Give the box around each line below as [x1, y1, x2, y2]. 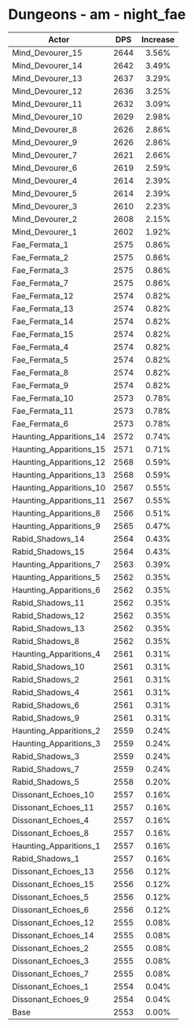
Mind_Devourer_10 [12, 111, 82, 122]
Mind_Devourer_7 [12, 150, 78, 161]
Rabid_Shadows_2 [12, 674, 80, 685]
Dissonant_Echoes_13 [12, 866, 94, 877]
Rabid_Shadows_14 [12, 533, 85, 544]
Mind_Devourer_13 [12, 72, 82, 83]
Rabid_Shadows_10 [12, 661, 85, 672]
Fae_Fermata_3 [12, 264, 69, 275]
